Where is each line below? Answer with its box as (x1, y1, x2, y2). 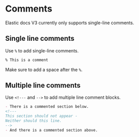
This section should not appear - (5, 114, 78, 119)
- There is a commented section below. (5, 104, 89, 109)
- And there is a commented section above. (5, 127, 98, 132)
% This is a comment (5, 57, 49, 62)
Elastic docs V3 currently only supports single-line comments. (5, 20, 134, 26)
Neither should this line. (5, 118, 62, 123)
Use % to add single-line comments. (5, 47, 79, 53)
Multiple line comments (5, 81, 81, 90)
